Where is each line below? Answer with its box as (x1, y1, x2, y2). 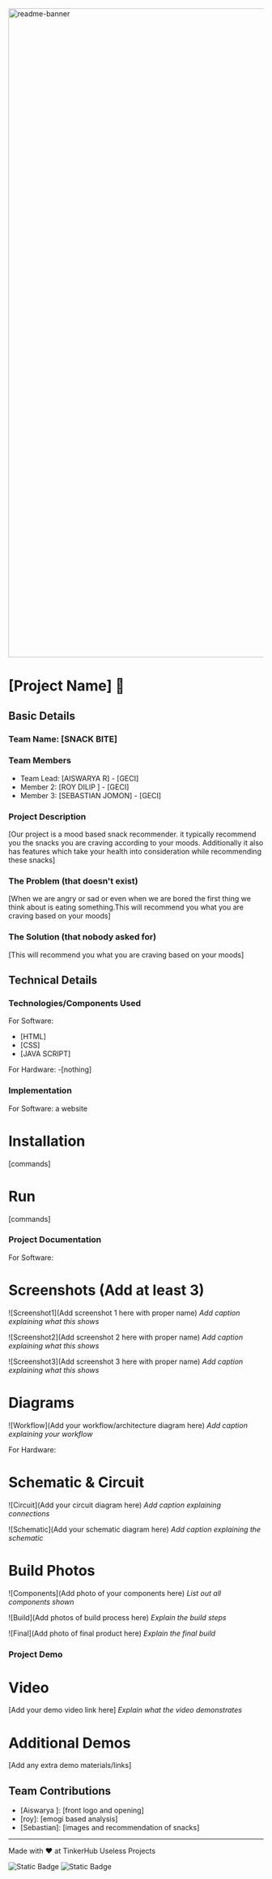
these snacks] (8, 855, 56, 865)
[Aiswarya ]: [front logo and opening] (19, 1805, 144, 1816)
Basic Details (8, 709, 75, 723)
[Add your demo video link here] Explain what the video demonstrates (8, 1705, 243, 1715)
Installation (8, 1132, 86, 1150)
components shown (8, 1597, 74, 1606)
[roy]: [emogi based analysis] (19, 1814, 118, 1824)
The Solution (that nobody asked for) (8, 931, 156, 943)
